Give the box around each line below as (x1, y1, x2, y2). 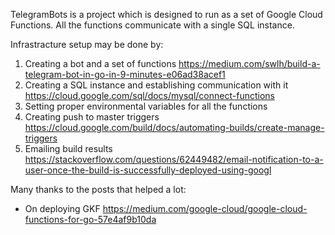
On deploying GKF (24, 203, 101, 214)
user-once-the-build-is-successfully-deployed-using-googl (24, 164, 272, 176)
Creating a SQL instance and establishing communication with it (24, 79, 289, 91)
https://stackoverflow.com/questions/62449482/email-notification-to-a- (24, 154, 324, 165)
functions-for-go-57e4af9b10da (24, 214, 157, 225)
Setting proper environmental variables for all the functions (24, 100, 268, 112)
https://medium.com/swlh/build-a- (178, 58, 321, 69)
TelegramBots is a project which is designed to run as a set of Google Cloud (10, 9, 323, 20)
